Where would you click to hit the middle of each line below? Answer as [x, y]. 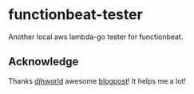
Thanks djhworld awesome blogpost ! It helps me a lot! [97, 80]
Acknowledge [44, 62]
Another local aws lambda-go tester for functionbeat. [96, 37]
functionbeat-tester [76, 15]
